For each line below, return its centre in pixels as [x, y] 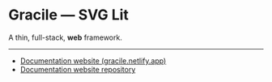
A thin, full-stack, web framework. [66, 37]
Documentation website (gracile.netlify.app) [93, 60]
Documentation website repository [78, 69]
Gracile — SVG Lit [69, 15]
